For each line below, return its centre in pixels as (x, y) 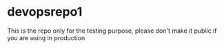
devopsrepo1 (45, 12)
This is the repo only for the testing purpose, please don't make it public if (112, 31)
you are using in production (46, 37)
